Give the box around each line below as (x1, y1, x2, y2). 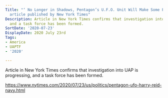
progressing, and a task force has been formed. (5, 72, 103, 78)
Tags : (5, 35, 16, 40)
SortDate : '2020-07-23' (5, 26, 55, 31)
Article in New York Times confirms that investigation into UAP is (5, 67, 138, 73)
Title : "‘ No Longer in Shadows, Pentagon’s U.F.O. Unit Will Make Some (5, 7, 160, 12)
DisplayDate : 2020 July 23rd (5, 30, 66, 35)
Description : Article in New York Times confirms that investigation (5, 16, 153, 21)
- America (5, 40, 26, 45)
